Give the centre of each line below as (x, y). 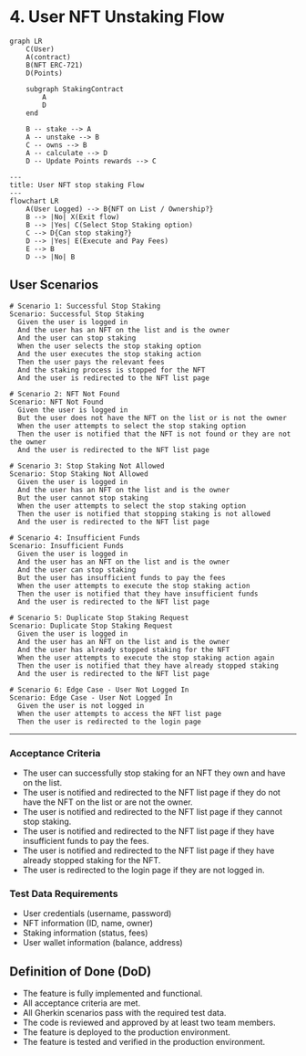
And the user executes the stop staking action (110, 354)
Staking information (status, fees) (85, 933)
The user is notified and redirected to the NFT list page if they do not (151, 793)
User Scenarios (54, 285)
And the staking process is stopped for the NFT (112, 370)
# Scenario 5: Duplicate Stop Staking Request (99, 618)
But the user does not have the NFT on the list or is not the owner (152, 417)
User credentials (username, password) (97, 913)
